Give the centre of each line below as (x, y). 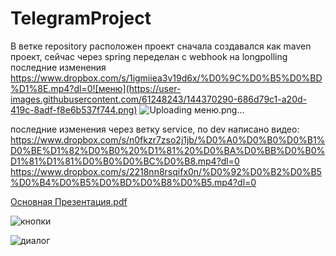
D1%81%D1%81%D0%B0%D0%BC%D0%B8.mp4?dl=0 (125, 161)
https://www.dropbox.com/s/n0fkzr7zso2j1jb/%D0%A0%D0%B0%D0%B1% (168, 139)
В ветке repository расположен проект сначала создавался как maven (161, 46)
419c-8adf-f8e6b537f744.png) (74, 109)
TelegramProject (81, 18)
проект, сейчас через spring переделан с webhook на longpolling (149, 56)
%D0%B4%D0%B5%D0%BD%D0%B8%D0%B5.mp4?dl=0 (133, 182)
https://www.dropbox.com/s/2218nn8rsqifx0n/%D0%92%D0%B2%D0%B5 (166, 171)
